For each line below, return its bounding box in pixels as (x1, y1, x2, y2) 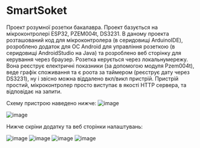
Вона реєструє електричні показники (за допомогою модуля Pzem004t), (6, 62, 195, 69)
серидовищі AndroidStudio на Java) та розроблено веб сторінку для (6, 49, 181, 56)
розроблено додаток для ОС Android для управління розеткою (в (6, 43, 175, 50)
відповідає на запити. (6, 88, 62, 95)
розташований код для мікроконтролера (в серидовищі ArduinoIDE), (6, 36, 183, 43)
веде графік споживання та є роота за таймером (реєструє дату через (6, 68, 190, 76)
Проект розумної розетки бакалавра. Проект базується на (6, 24, 158, 31)
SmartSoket (6, 4, 68, 18)
